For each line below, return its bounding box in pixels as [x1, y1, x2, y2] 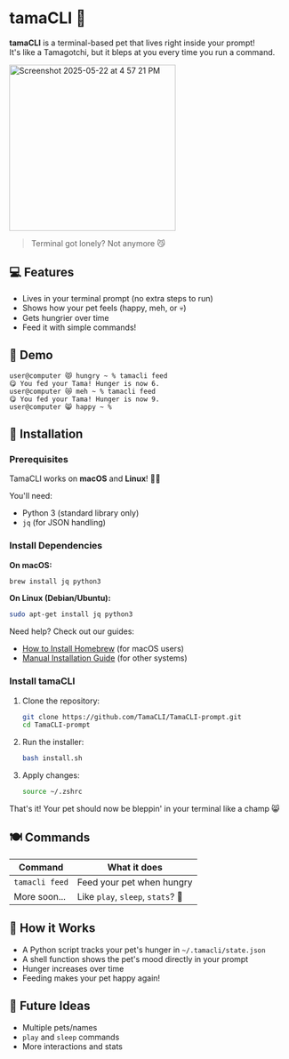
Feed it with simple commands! [21, 322, 137, 333]
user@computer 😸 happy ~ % [9, 402, 113, 412]
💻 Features [9, 265, 75, 280]
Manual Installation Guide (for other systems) [21, 653, 189, 663]
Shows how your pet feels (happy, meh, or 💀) [21, 302, 187, 313]
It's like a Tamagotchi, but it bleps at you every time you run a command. [9, 46, 276, 57]
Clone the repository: [21, 695, 100, 706]
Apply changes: [21, 770, 80, 781]
